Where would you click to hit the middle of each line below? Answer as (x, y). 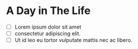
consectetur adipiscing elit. (47, 34)
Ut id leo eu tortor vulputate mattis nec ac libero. (73, 40)
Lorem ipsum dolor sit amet (48, 27)
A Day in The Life (48, 11)
